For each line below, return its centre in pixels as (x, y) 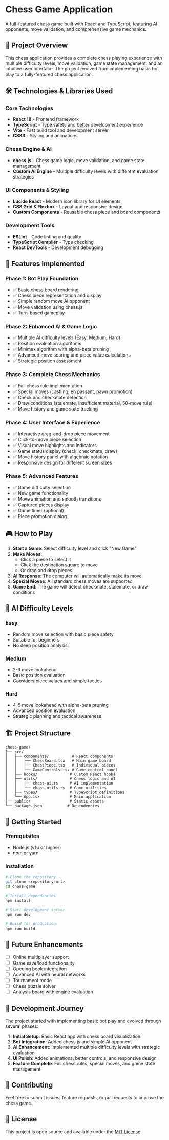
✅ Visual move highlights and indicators (55, 445)
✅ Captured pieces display (41, 505)
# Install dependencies (31, 896)
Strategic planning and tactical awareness (57, 716)
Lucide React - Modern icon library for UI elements (67, 201)
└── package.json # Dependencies (52, 806)
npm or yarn (26, 853)
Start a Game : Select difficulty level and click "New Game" (75, 548)
